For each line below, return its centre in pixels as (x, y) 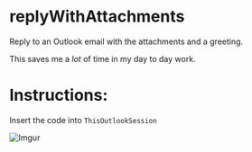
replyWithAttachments (97, 17)
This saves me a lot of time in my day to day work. (103, 58)
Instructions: (59, 95)
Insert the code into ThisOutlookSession (83, 120)
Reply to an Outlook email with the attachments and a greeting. (126, 41)
